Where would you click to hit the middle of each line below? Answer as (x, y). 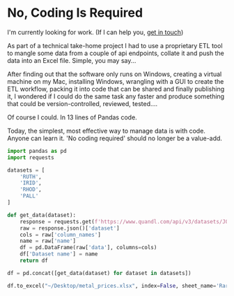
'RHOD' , (31, 190)
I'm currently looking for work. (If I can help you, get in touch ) (95, 32)
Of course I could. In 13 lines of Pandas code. (72, 117)
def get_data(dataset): (42, 215)
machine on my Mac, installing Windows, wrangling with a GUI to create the (116, 81)
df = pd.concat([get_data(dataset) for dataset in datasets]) (99, 273)
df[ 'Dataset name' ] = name (59, 254)
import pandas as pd (37, 151)
